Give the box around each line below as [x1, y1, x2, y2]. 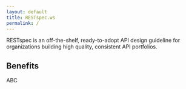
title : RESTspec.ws [6, 15, 56, 21]
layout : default [6, 8, 47, 15]
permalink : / [6, 20, 39, 26]
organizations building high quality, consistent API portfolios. [6, 43, 158, 50]
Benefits [6, 61, 39, 71]
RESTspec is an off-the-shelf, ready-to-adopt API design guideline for [6, 37, 181, 44]
